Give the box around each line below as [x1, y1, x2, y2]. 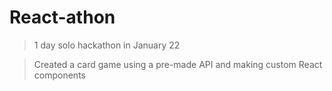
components [33, 69, 86, 81]
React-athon [9, 6, 116, 29]
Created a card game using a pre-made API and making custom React [33, 58, 323, 70]
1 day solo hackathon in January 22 [33, 39, 181, 51]
